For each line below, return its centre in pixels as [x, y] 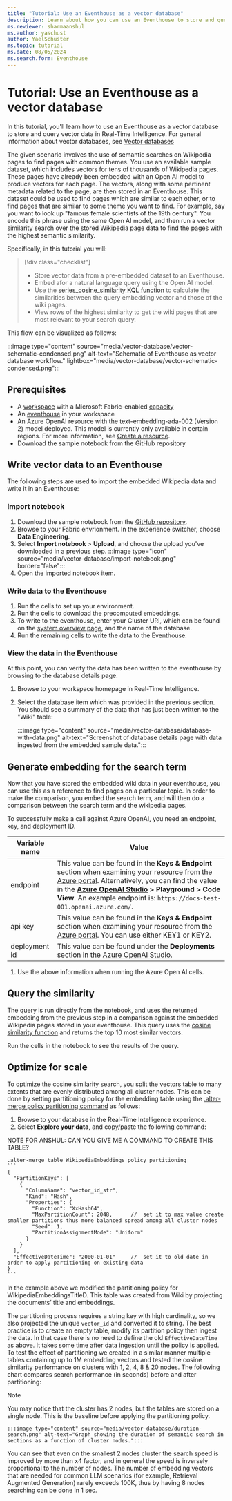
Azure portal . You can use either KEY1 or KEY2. [134, 935]
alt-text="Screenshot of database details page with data [142, 738]
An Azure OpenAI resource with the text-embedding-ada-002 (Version [118, 421]
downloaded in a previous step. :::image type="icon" [92, 551]
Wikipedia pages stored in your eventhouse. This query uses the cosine [109, 1025]
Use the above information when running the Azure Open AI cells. [110, 972]
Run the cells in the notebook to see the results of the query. [93, 1045]
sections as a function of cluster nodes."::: [75, 1440]
